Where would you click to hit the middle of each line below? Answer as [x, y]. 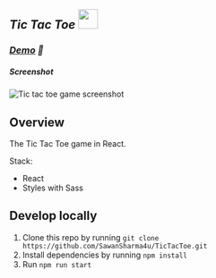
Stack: [21, 161]
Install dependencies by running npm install [105, 255]
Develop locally [53, 216]
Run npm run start [57, 264]
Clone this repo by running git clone [91, 237]
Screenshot [31, 72]
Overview [37, 122]
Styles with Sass [52, 188]
